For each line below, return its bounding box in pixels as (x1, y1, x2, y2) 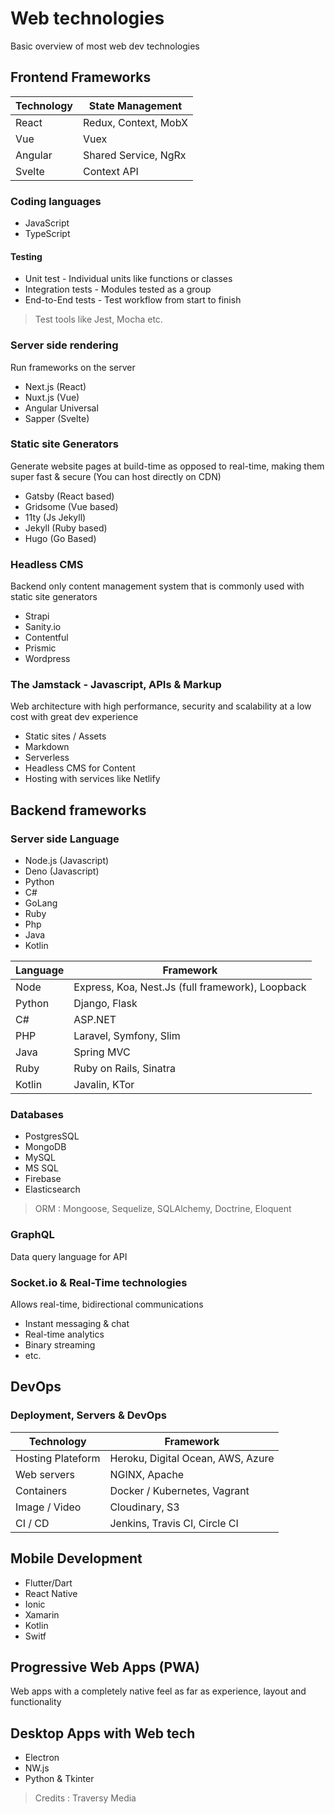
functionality (10, 1696, 62, 1708)
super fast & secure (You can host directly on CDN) (10, 470, 222, 482)
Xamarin (24, 1608, 60, 1621)
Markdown (24, 741, 70, 753)
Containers (15, 1483, 68, 1497)
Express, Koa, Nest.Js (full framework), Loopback (73, 980, 307, 994)
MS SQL (24, 1162, 59, 1174)
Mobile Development (10, 1550, 143, 1567)
